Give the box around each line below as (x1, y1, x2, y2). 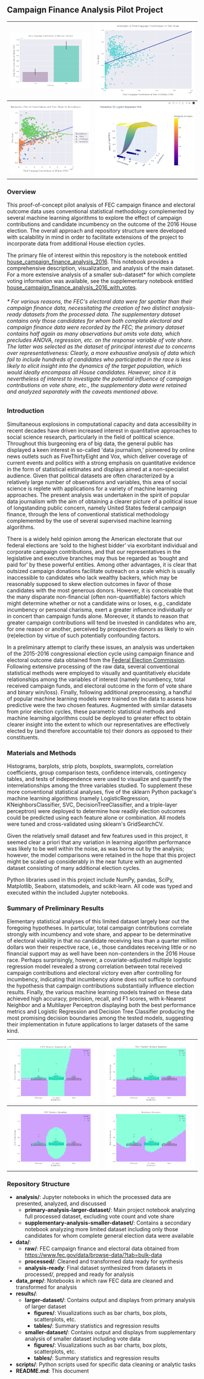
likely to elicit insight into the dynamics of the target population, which (7, 362, 182, 369)
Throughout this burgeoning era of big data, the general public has (7, 439, 173, 447)
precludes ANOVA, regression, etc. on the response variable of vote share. (7, 336, 193, 344)
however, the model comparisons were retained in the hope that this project (7, 851, 196, 859)
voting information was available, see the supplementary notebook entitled (7, 277, 193, 285)
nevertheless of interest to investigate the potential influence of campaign (7, 375, 192, 382)
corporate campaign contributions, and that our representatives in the (7, 548, 181, 555)
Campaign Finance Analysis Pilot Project (7, 5, 163, 15)
